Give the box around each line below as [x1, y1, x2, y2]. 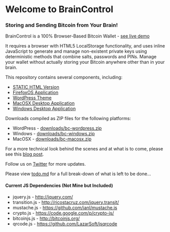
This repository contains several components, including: [5, 74, 123, 81]
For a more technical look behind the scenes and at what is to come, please [5, 146, 163, 152]
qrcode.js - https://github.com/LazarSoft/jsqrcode [12, 220, 118, 226]
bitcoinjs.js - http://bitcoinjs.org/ [12, 215, 80, 221]
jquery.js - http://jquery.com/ [12, 194, 74, 200]
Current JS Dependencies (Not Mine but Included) [5, 182, 113, 188]
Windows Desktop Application [12, 105, 76, 112]
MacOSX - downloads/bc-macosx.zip [12, 136, 92, 142]
